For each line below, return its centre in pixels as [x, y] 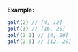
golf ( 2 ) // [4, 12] [35, 23]
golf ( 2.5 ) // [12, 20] [39, 41]
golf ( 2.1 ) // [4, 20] [38, 35]
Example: [21, 10]
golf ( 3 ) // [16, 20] [37, 29]
